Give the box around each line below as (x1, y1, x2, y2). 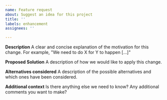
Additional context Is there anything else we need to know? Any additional (5, 83, 159, 90)
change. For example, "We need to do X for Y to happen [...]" (5, 49, 131, 55)
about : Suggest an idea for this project (5, 12, 93, 17)
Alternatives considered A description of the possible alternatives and (5, 68, 151, 75)
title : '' (5, 16, 26, 21)
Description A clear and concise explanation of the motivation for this (5, 44, 149, 50)
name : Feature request (5, 7, 52, 12)
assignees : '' (5, 26, 35, 31)
